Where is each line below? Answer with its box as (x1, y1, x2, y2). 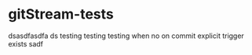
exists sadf (8, 39, 44, 48)
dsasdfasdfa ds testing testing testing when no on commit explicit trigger (8, 31, 245, 40)
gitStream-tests (8, 5, 114, 23)
